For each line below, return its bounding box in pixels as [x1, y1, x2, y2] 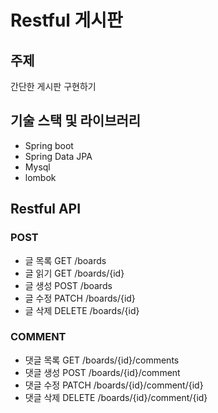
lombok [24, 171, 57, 183]
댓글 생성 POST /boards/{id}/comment [24, 366, 181, 378]
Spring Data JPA [24, 150, 93, 162]
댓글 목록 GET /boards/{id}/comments [24, 354, 180, 366]
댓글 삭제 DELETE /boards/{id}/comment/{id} [24, 391, 208, 403]
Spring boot [24, 139, 74, 151]
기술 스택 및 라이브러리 [10, 112, 142, 130]
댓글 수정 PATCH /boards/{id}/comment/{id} [24, 379, 204, 391]
